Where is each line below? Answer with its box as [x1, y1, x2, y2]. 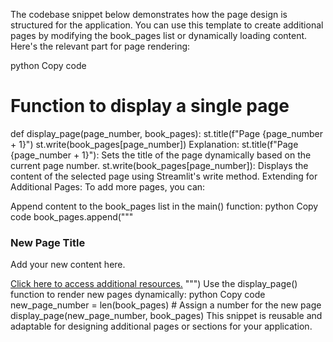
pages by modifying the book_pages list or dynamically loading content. [10, 30, 308, 41]
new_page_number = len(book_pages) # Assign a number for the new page [10, 299, 322, 311]
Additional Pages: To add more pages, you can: [10, 180, 206, 193]
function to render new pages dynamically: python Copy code [10, 289, 266, 301]
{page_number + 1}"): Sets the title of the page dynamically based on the [10, 149, 312, 161]
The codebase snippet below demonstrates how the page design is [10, 9, 288, 20]
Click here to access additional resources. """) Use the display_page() [10, 278, 298, 290]
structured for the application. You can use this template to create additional [10, 19, 324, 31]
